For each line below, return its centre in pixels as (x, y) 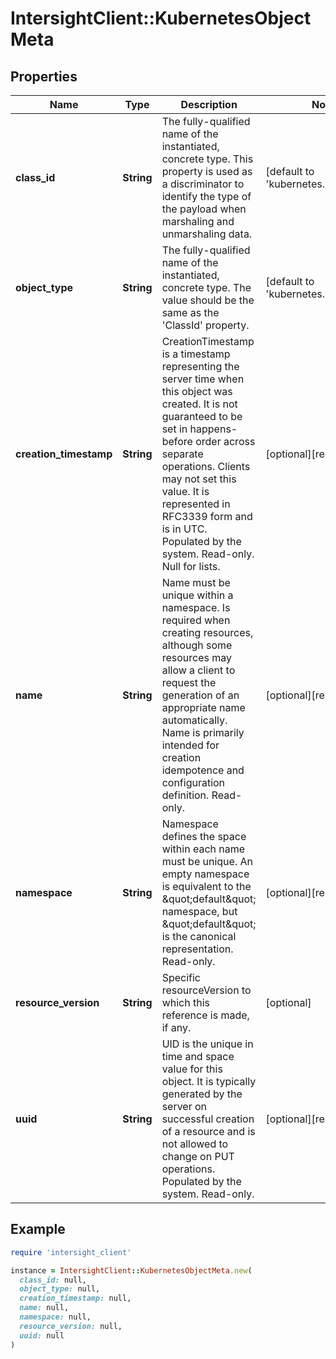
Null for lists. (191, 566)
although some (197, 645)
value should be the (208, 300)
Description (209, 104)
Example (38, 1229)
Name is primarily (203, 732)
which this (185, 1002)
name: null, (44, 1308)
